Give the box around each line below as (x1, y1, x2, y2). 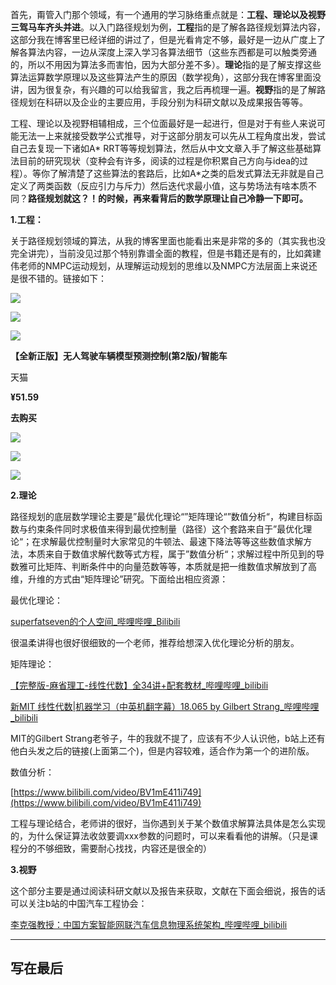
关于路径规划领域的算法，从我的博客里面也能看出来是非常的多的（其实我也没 (10, 235, 326, 247)
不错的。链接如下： (27, 273, 107, 284)
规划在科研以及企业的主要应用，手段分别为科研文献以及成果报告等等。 (18, 96, 308, 108)
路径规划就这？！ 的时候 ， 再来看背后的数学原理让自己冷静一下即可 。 (28, 193, 308, 204)
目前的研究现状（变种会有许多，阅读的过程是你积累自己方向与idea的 (18, 155, 300, 167)
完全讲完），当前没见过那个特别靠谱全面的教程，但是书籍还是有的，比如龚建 (10, 248, 322, 259)
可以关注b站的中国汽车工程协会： (10, 898, 148, 909)
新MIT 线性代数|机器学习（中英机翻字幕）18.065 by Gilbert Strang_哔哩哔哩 (10, 701, 320, 712)
